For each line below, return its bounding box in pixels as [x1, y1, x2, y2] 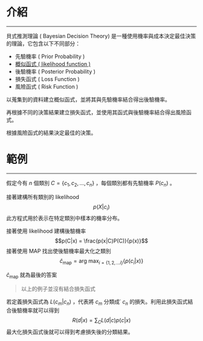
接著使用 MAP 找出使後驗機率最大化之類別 [6, 247, 112, 255]
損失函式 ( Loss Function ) [14, 75, 80, 82]
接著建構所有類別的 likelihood [6, 193, 80, 200]
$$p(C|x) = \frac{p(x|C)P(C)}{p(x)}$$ [54, 237, 149, 245]
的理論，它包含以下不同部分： [6, 40, 80, 47]
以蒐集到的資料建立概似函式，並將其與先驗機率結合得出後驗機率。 [6, 96, 170, 103]
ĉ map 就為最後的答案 [6, 271, 57, 280]
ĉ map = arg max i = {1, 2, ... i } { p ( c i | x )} [59, 258, 144, 266]
